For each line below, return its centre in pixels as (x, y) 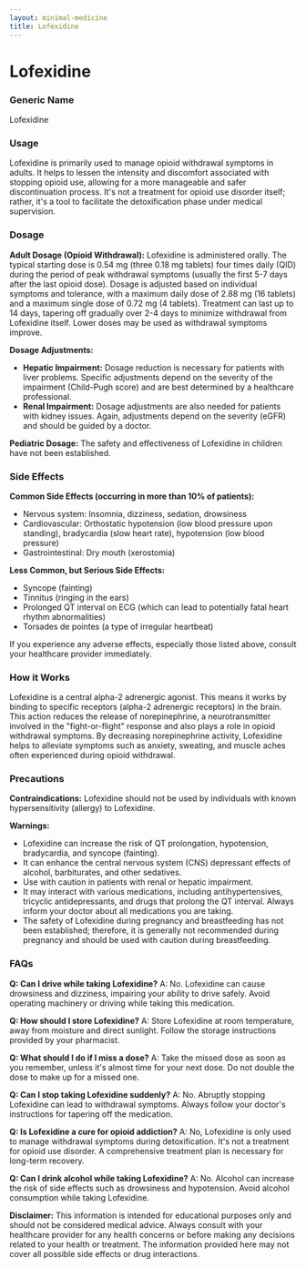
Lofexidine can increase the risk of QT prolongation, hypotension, (145, 844)
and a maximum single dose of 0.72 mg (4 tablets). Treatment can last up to (152, 303)
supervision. (33, 211)
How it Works (40, 677)
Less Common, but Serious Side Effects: (87, 570)
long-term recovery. (47, 1161)
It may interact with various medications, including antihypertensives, (153, 892)
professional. (47, 396)
